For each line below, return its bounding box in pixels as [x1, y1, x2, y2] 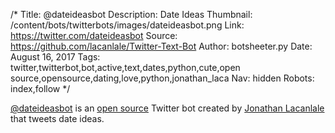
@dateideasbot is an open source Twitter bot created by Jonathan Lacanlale [10, 102, 325, 114]
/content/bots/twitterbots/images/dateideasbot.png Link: [10, 19, 245, 31]
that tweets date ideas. [10, 113, 105, 124]
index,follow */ [10, 83, 71, 94]
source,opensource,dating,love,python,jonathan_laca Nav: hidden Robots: [10, 72, 315, 84]
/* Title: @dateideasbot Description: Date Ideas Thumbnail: [10, 9, 253, 20]
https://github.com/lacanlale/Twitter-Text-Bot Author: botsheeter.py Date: [10, 40, 313, 52]
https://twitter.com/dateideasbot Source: [10, 30, 178, 41]
